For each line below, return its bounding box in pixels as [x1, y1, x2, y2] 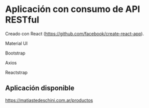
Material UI [5, 40, 28, 46]
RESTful [5, 14, 39, 25]
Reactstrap [5, 69, 28, 75]
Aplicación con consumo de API [5, 3, 140, 15]
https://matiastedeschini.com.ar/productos [5, 97, 93, 103]
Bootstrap [5, 50, 26, 56]
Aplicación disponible [5, 84, 75, 92]
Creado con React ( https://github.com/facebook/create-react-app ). [5, 30, 144, 36]
